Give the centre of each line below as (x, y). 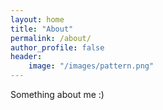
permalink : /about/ (51, 38)
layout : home (37, 19)
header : (26, 57)
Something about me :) (57, 94)
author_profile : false (57, 47)
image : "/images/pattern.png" (91, 66)
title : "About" (42, 29)
